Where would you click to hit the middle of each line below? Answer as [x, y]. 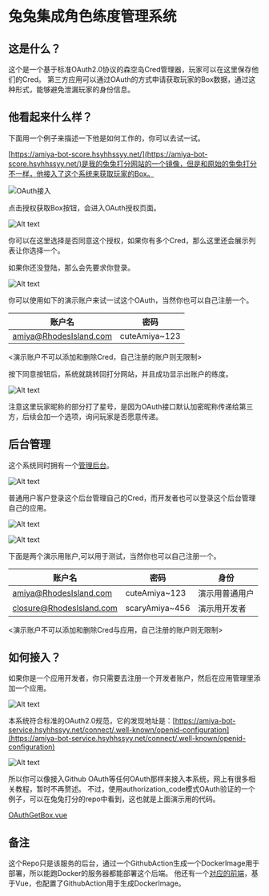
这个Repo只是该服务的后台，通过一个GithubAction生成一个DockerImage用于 [134, 863]
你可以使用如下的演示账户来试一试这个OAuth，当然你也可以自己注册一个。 [131, 300]
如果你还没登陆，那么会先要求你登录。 [71, 267]
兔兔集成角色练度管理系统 [93, 16]
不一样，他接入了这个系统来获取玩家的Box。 [81, 173]
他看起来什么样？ [50, 117]
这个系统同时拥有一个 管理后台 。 [61, 465]
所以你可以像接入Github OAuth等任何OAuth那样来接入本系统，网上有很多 [128, 779]
